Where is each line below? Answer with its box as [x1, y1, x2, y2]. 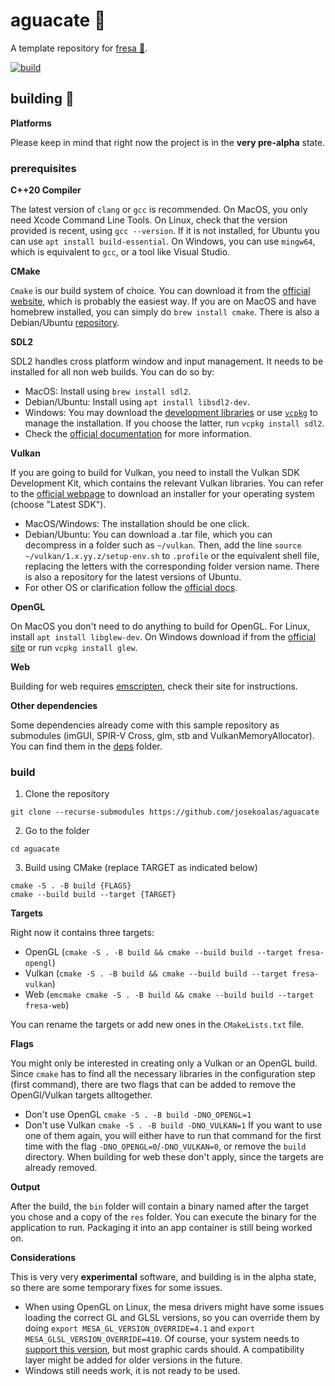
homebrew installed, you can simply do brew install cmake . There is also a [10, 306, 320, 318]
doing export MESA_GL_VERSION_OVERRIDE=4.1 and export [24, 1322, 256, 1334]
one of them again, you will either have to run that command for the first [24, 1130, 322, 1142]
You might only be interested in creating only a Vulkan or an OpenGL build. [10, 1057, 318, 1069]
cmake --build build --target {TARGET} [10, 890, 177, 900]
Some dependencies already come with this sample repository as [10, 719, 280, 731]
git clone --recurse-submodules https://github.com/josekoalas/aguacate [10, 807, 320, 818]
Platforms [10, 117, 52, 129]
